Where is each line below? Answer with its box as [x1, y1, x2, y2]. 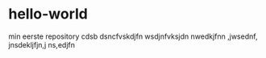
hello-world [8, 5, 89, 23]
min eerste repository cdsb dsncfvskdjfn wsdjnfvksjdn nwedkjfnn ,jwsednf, [8, 31, 258, 41]
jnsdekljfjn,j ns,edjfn [8, 39, 75, 49]
